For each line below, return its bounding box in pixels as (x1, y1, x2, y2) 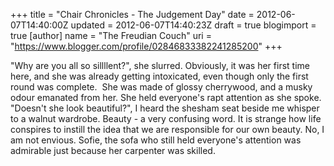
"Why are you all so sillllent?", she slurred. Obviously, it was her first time (10, 60, 310, 71)
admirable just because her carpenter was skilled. (10, 145, 216, 156)
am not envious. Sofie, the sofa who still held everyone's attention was (10, 134, 302, 146)
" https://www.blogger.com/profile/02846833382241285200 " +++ (10, 40, 283, 52)
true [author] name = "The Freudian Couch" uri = (10, 30, 212, 41)
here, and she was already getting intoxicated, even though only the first (10, 70, 309, 82)
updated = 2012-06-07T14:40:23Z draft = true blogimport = (70, 19, 317, 31)
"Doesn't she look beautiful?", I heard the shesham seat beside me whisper (10, 102, 320, 114)
